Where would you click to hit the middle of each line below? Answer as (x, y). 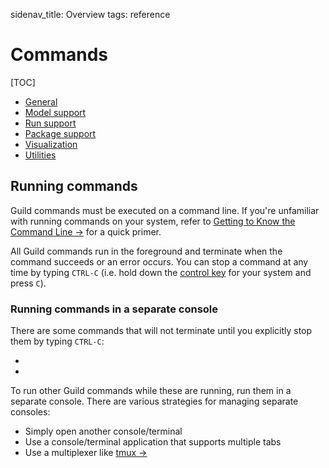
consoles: (30, 412)
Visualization (51, 144)
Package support (60, 133)
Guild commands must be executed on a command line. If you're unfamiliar (165, 210)
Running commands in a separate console (114, 309)
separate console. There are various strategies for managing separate (154, 401)
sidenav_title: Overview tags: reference (90, 14)
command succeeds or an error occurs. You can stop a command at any (159, 261)
